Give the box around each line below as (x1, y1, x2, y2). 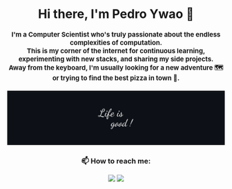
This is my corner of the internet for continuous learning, (26, 46, 206, 56)
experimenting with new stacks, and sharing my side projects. (18, 54, 214, 64)
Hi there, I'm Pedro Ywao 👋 (37, 6, 195, 22)
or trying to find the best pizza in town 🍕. (52, 74, 180, 83)
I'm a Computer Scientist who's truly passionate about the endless (11, 30, 221, 39)
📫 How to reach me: (81, 157, 151, 166)
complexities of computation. (70, 38, 162, 48)
